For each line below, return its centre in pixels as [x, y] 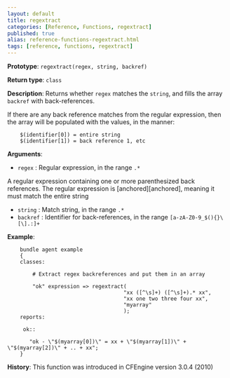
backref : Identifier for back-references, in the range [93, 217]
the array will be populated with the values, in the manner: [91, 122]
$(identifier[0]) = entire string [70, 135]
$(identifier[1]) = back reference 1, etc [83, 141]
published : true [31, 33]
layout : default [31, 14]
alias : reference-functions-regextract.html [73, 40]
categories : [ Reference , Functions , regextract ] [80, 27]
